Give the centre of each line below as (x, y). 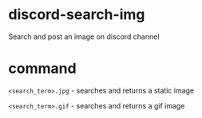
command (43, 69)
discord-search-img (77, 15)
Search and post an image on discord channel (84, 36)
